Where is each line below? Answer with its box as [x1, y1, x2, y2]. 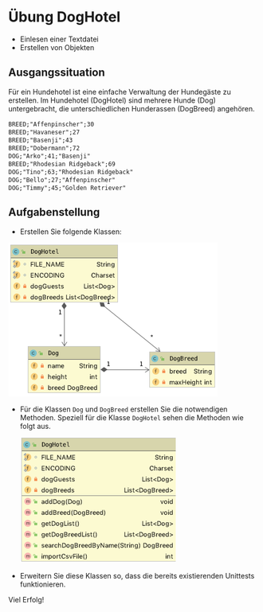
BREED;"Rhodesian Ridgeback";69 [8, 160, 116, 168]
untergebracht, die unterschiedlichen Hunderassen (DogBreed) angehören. [8, 103, 255, 113]
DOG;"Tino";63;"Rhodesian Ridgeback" [8, 168, 134, 176]
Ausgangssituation [8, 66, 105, 80]
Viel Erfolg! [8, 594, 45, 604]
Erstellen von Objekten [19, 42, 95, 52]
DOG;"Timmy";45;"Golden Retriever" [8, 184, 127, 192]
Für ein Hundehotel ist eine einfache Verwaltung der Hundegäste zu [8, 87, 231, 96]
